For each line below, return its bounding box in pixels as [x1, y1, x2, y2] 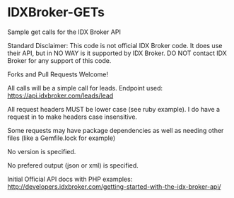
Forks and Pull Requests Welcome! [7, 70, 108, 78]
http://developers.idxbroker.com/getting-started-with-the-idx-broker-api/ [7, 182, 221, 191]
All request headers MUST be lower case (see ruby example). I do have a [7, 105, 221, 113]
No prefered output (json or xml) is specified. [7, 161, 139, 170]
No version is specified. [7, 147, 76, 156]
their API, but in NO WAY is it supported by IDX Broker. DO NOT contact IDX [7, 49, 228, 57]
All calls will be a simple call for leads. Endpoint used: [7, 83, 163, 92]
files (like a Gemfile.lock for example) [7, 134, 116, 142]
